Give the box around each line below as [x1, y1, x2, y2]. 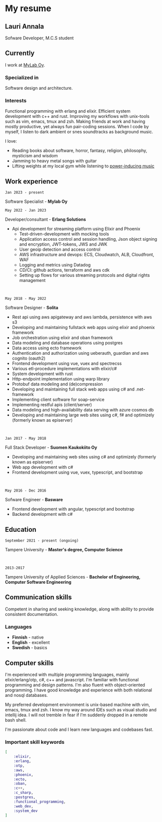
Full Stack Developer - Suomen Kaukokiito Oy [5, 444, 98, 450]
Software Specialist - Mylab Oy [5, 198, 68, 204]
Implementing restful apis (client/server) [12, 402, 92, 408]
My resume [5, 3, 52, 14]
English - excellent [12, 640, 50, 645]
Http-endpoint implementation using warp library [12, 376, 110, 382]
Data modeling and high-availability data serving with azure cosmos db [12, 407, 154, 413]
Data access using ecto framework [12, 345, 82, 351]
